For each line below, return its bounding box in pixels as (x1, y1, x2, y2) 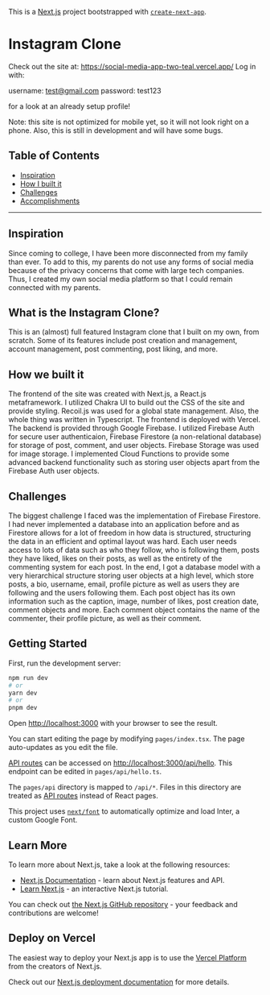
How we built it (8, 367, 84, 381)
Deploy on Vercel (8, 931, 96, 945)
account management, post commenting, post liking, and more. (8, 344, 219, 354)
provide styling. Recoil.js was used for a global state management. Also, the (8, 406, 260, 416)
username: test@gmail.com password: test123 (8, 85, 162, 95)
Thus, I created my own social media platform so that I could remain (8, 274, 233, 284)
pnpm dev (8, 704, 38, 712)
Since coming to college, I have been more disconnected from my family (8, 248, 248, 258)
